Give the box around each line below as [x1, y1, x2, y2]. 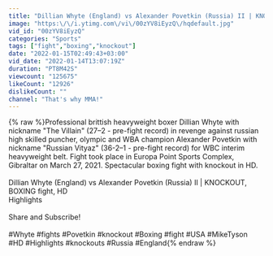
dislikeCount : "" [8, 87, 67, 96]
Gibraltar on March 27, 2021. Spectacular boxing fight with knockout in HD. [8, 160, 258, 171]
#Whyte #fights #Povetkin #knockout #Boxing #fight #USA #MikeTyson [8, 229, 248, 240]
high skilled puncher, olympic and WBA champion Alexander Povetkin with [8, 135, 258, 145]
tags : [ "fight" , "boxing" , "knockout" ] [8, 42, 136, 50]
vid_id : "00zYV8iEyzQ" [8, 27, 85, 35]
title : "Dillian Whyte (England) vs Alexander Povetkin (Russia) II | [8, 11, 253, 20]
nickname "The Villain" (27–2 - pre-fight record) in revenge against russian [8, 126, 259, 136]
